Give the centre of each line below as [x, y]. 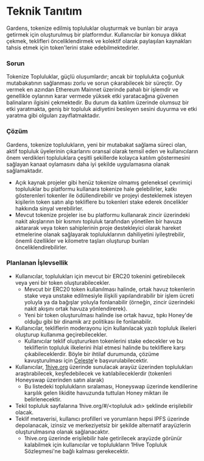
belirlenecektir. [43, 399]
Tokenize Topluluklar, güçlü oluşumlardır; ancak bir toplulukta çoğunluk [95, 77]
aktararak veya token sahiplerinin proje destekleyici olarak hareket [98, 227]
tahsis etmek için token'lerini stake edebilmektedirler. [73, 48]
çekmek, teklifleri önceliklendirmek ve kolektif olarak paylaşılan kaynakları [99, 41]
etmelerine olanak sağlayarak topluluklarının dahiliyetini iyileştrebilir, [100, 234]
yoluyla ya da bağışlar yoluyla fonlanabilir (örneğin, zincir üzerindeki [109, 302]
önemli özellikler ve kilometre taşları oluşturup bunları [82, 241]
